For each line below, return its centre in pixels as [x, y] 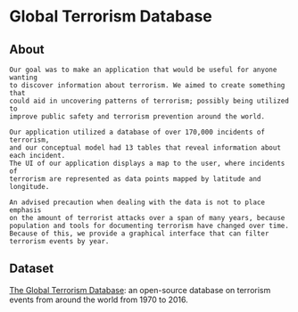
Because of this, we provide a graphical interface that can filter [139, 234]
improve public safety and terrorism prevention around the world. [137, 117]
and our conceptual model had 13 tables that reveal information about [145, 148]
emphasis [25, 210]
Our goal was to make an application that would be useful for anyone [143, 70]
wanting [24, 78]
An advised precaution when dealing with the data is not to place [137, 202]
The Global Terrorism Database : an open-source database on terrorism [140, 290]
